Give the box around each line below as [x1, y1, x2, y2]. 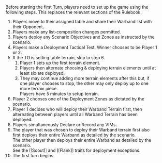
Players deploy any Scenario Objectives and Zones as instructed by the [12, 34, 155, 40]
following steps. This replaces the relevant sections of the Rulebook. [5, 9, 142, 15]
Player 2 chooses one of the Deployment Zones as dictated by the [12, 96, 145, 101]
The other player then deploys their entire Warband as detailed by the [12, 137, 151, 143]
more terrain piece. [19, 86, 58, 91]
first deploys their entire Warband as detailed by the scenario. [12, 132, 136, 138]
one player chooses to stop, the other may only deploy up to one [19, 81, 149, 86]
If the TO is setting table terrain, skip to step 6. [12, 55, 105, 60]
